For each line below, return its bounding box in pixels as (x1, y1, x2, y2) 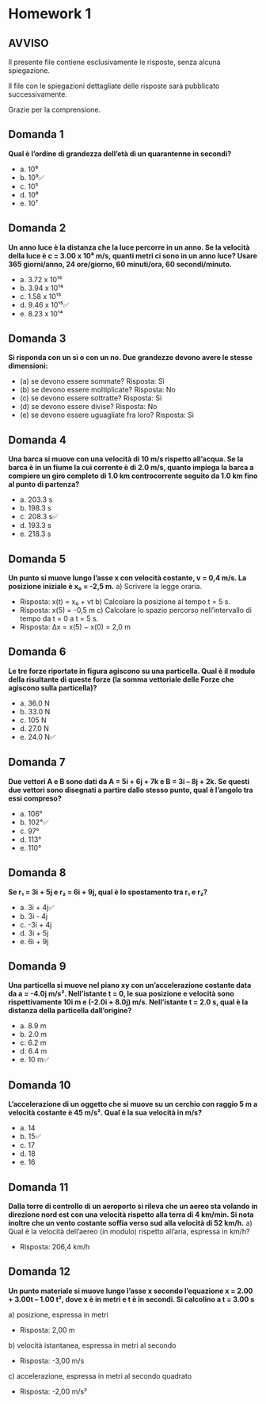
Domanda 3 (8, 332, 66, 346)
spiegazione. (8, 66, 50, 75)
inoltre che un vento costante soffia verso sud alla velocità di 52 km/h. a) (8, 1218, 253, 1227)
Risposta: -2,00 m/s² (19, 1387, 88, 1396)
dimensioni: (8, 362, 48, 371)
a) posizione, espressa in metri (8, 1310, 108, 1319)
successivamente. (8, 90, 67, 99)
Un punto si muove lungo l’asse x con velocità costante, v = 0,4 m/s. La (8, 573, 247, 583)
